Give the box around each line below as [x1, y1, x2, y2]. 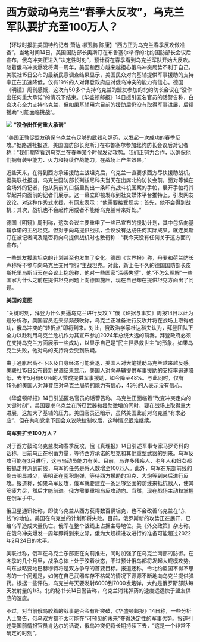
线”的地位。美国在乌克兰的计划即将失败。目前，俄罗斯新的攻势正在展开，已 [6, 514, 192, 521]
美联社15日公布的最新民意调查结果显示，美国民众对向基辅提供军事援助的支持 [6, 71, 194, 78]
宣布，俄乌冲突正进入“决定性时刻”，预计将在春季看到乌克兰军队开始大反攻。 [6, 56, 193, 63]
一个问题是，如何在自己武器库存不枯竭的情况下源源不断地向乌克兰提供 [16, 572, 189, 579]
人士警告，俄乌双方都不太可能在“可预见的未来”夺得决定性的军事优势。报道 [6, 615, 189, 622]
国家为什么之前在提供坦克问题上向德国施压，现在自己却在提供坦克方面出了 [6, 276, 189, 284]
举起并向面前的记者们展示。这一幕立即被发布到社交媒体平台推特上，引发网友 [6, 191, 194, 198]
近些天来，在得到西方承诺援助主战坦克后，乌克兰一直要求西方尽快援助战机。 [6, 168, 194, 176]
